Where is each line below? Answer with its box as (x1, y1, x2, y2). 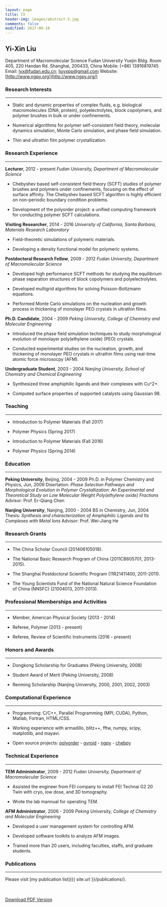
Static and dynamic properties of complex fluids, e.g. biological (12, 102, 142, 108)
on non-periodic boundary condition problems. (12, 197, 108, 203)
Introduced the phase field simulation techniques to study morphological (12, 330, 162, 336)
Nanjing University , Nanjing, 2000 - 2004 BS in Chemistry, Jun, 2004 (5, 507, 149, 513)
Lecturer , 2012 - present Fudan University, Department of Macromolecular (5, 166, 159, 172)
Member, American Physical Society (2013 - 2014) (12, 614, 115, 620)
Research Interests (5, 86, 52, 93)
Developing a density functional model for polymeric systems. (12, 246, 140, 252)
